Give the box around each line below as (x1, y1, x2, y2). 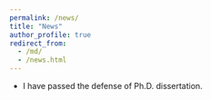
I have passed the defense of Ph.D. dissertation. (22, 81, 203, 91)
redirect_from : (9, 38, 67, 48)
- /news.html (17, 55, 67, 65)
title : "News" (9, 22, 64, 31)
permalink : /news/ (9, 13, 79, 23)
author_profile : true (9, 30, 92, 39)
